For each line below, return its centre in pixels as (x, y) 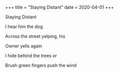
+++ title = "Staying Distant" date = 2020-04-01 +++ (59, 7)
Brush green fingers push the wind (41, 65)
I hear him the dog (24, 26)
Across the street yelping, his (35, 36)
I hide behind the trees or (31, 55)
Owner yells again (24, 46)
